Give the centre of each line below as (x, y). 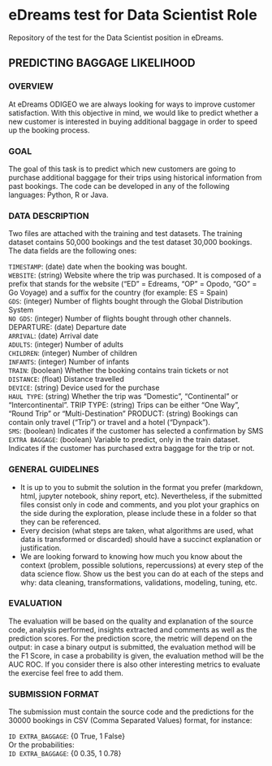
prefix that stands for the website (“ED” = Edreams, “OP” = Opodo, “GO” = (133, 284)
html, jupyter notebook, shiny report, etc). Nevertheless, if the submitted (141, 496)
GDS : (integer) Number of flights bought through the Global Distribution (126, 301)
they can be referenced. (60, 522)
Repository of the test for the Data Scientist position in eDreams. (116, 37)
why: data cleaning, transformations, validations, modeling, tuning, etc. (139, 582)
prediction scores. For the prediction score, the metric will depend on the (131, 638)
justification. (41, 548)
